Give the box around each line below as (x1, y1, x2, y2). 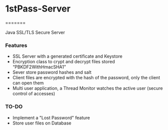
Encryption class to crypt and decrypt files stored (12, 59, 115, 65)
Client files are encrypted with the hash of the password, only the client (12, 75, 160, 81)
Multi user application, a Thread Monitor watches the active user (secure (12, 85, 163, 91)
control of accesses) (12, 91, 55, 97)
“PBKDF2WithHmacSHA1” (12, 64, 66, 70)
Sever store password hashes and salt (12, 69, 92, 75)
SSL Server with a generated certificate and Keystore (12, 53, 123, 59)
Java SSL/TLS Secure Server (5, 29, 65, 35)
